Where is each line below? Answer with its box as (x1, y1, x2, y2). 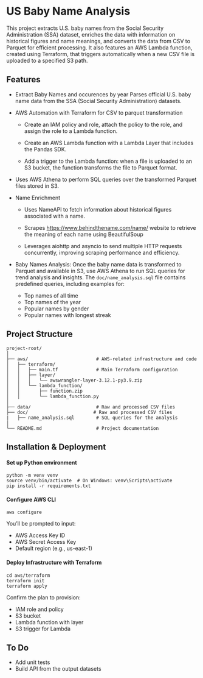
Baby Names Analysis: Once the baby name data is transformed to (15, 260, 182, 268)
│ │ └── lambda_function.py (6, 393, 99, 399)
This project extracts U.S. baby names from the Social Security (6, 24, 164, 32)
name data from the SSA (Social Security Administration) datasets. (15, 97, 182, 104)
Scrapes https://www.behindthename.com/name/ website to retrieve (24, 224, 196, 231)
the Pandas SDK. (24, 145, 67, 153)
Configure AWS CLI (6, 496, 57, 503)
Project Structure (6, 329, 73, 340)
